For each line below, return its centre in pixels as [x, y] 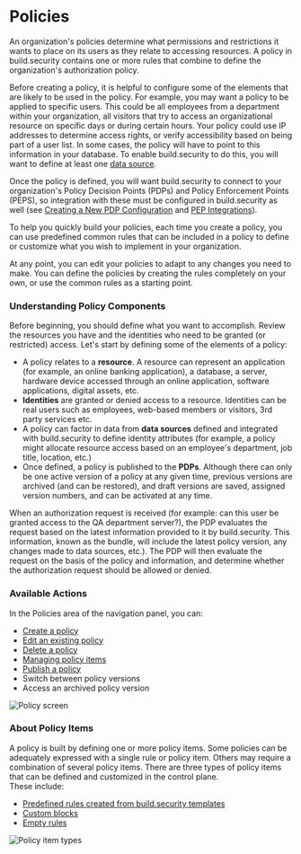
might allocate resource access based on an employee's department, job [157, 448]
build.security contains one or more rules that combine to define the [135, 60]
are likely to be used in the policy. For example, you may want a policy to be [149, 97]
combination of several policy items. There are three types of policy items [146, 767]
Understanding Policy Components [88, 305]
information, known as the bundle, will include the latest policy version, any [148, 541]
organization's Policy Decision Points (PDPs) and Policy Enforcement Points [149, 190]
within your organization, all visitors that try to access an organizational [141, 116]
